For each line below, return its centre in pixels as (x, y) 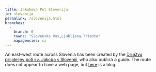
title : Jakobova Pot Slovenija (37, 9)
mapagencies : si (30, 41)
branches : (15, 23)
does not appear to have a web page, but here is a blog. (61, 64)
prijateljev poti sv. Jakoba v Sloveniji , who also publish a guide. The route (78, 59)
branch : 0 (24, 32)
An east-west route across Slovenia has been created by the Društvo (74, 54)
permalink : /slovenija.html (33, 18)
